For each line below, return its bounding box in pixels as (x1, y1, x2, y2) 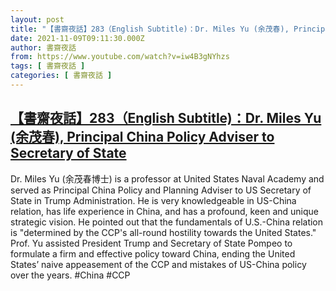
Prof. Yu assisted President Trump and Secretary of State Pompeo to (10, 237, 293, 249)
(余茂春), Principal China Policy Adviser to (10, 129, 275, 146)
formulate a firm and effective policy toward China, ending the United (10, 247, 296, 260)
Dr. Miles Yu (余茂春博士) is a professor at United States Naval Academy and (10, 172, 325, 185)
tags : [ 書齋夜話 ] (10, 61, 86, 71)
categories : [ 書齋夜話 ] (10, 71, 113, 81)
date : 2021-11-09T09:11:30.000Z (10, 33, 145, 43)
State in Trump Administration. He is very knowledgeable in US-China (10, 194, 297, 206)
